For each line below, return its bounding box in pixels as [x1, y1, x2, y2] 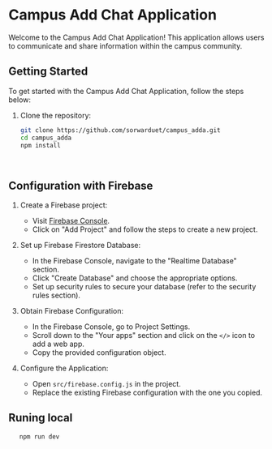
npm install [19, 141, 61, 149]
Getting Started [8, 65, 89, 79]
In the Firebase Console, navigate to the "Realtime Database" [32, 255, 237, 265]
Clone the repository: [19, 110, 92, 120]
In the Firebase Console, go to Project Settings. [32, 322, 191, 331]
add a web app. [32, 339, 85, 349]
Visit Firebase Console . [32, 216, 110, 225]
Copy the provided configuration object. [32, 347, 166, 357]
